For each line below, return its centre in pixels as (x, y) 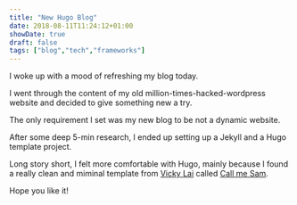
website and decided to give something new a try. (101, 102)
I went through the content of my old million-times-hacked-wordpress (137, 94)
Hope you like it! (39, 191)
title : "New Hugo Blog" (54, 17)
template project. (41, 147)
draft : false (33, 42)
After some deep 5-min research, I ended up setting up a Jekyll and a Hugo (148, 137)
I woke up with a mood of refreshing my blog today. (104, 76)
